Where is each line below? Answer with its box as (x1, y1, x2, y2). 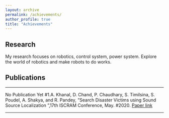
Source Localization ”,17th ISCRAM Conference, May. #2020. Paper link (5, 102, 152, 108)
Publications (5, 74, 46, 82)
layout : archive (5, 7, 39, 13)
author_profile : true (5, 17, 51, 22)
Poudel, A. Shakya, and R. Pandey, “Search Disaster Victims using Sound (5, 97, 156, 103)
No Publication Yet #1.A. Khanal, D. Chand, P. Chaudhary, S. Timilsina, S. (5, 91, 155, 97)
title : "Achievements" (5, 21, 53, 27)
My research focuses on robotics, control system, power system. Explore (5, 53, 157, 60)
